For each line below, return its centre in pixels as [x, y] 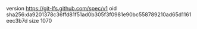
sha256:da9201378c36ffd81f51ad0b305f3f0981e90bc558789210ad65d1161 [99, 14]
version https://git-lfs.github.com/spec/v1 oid [62, 8]
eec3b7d [17, 21]
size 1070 [40, 21]
